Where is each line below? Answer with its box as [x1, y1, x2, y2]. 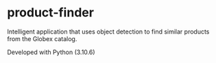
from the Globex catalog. [7, 34, 77, 42]
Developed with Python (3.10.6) [7, 48, 95, 56]
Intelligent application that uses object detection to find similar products [7, 27, 210, 36]
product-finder [7, 5, 95, 21]
